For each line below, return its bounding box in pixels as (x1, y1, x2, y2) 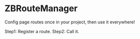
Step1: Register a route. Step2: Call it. (4, 28, 79, 34)
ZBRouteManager (4, 3, 78, 14)
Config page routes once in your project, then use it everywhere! (4, 19, 135, 25)
